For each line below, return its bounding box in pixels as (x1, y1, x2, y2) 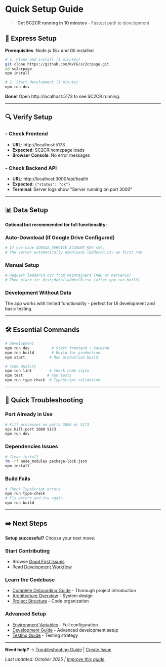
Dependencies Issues (5, 443, 58, 450)
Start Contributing (5, 547, 50, 554)
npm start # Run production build (5, 355, 98, 360)
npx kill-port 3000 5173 (5, 426, 56, 432)
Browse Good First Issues (12, 559, 65, 565)
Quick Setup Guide (5, 3, 84, 15)
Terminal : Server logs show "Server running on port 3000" (12, 186, 132, 192)
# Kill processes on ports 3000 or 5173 (5, 422, 90, 427)
